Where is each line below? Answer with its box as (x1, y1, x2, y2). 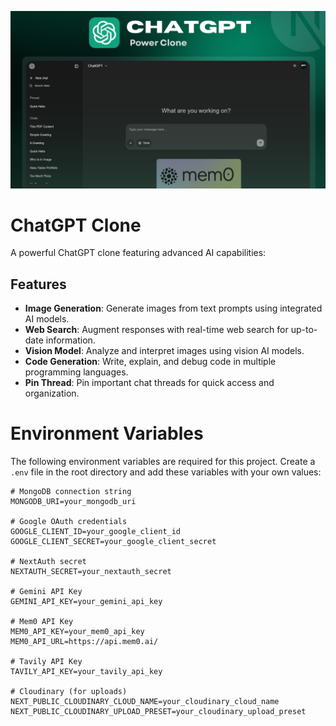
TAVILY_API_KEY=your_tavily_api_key (10, 667, 163, 677)
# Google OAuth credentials (10, 517, 128, 527)
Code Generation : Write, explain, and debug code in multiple (24, 356, 277, 368)
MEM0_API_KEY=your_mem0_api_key (10, 627, 145, 637)
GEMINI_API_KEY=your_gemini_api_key (10, 597, 163, 607)
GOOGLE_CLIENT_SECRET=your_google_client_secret (10, 537, 217, 547)
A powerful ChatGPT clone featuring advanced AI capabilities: (10, 247, 267, 259)
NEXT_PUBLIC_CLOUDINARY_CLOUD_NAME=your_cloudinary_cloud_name (10, 697, 280, 707)
